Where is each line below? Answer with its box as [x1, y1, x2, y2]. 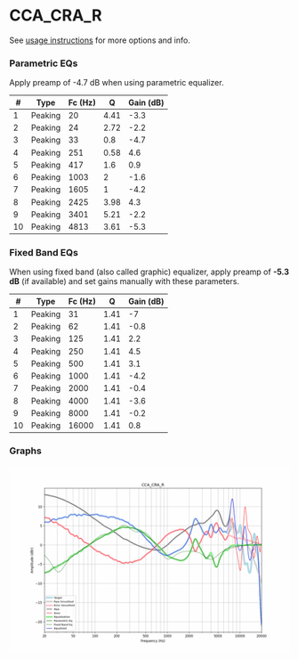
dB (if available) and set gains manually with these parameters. [9, 276, 240, 287]
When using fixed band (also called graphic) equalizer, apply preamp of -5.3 [9, 266, 289, 277]
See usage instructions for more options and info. [9, 35, 191, 45]
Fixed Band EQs [9, 246, 78, 258]
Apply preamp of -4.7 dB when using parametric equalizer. [9, 77, 224, 88]
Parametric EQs [9, 57, 78, 69]
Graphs [9, 444, 42, 457]
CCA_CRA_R [9, 5, 102, 26]
